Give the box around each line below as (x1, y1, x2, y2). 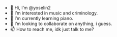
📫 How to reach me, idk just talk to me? (10, 26, 94, 32)
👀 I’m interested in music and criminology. (10, 10, 98, 16)
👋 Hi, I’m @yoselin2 (10, 5, 51, 10)
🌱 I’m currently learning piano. (10, 15, 74, 21)
